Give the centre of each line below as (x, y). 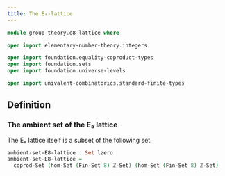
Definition (29, 105)
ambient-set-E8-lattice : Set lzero (60, 153)
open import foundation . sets (49, 64)
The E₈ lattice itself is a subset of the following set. (80, 140)
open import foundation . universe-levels (67, 71)
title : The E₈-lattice (40, 14)
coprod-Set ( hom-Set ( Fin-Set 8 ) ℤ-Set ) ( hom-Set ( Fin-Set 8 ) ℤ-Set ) (116, 166)
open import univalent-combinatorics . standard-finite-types (96, 83)
